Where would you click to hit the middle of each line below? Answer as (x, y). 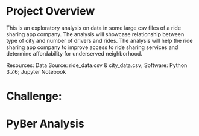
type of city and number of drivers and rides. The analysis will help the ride (99, 40)
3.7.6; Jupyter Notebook (36, 71)
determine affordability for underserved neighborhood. (74, 53)
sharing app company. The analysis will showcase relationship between (95, 34)
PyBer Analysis (45, 124)
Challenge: (34, 96)
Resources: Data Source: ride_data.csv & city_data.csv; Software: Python (97, 65)
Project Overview (51, 11)
